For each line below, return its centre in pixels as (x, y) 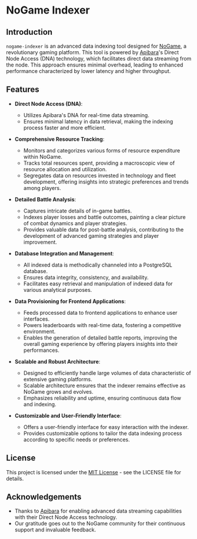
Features (23, 90)
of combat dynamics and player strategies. (75, 223)
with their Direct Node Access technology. (66, 517)
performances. (41, 350)
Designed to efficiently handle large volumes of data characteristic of (107, 373)
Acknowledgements (44, 497)
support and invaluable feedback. (55, 530)
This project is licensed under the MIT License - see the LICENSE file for (94, 472)
